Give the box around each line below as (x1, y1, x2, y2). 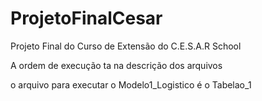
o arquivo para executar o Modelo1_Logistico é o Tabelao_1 (10, 78, 252, 91)
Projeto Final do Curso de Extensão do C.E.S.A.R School (10, 40, 242, 52)
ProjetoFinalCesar (10, 7, 163, 30)
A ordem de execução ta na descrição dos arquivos (10, 59, 223, 71)
